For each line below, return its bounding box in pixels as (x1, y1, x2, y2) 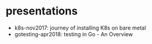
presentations (5, 4, 78, 18)
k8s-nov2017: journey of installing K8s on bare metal (14, 24, 147, 31)
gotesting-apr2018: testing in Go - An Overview (14, 30, 133, 37)
